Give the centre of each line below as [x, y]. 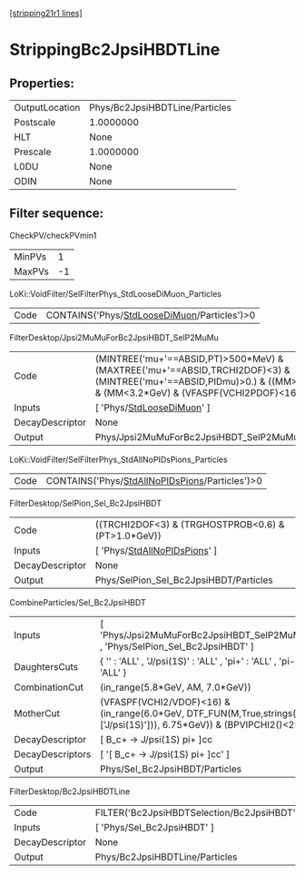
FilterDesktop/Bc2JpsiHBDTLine [70, 791]
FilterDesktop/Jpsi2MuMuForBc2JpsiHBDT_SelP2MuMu [114, 337]
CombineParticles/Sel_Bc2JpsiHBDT [78, 602]
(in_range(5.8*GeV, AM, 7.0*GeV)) [175, 687]
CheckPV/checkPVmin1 [53, 235]
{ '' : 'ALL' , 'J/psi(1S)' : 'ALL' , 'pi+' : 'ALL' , [188, 661]
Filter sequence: [57, 214]
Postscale [35, 122]
